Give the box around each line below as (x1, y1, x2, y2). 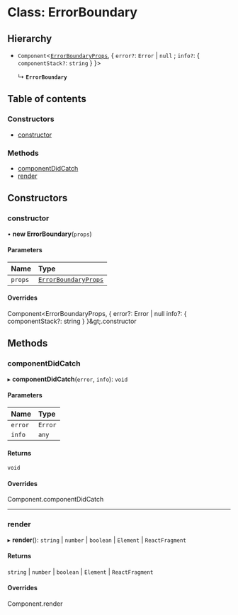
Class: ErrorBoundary (7, 4, 138, 21)
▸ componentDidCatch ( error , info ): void (7, 375, 128, 383)
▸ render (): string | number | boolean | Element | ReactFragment (7, 536, 186, 544)
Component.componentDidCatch (7, 495, 104, 504)
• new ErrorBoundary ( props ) (7, 230, 92, 238)
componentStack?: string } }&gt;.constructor (7, 317, 137, 326)
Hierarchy (7, 33, 52, 45)
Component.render (7, 599, 63, 608)
